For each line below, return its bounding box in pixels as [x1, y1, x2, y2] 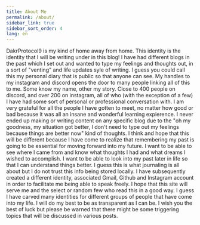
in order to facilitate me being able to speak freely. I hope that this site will [6, 180, 188, 188]
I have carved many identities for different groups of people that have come [6, 193, 192, 201]
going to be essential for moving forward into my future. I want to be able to [6, 143, 192, 150]
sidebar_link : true [6, 20, 55, 26]
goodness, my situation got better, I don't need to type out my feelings [6, 124, 179, 131]
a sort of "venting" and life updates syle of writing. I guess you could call [6, 66, 185, 73]
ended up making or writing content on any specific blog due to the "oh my [6, 117, 191, 124]
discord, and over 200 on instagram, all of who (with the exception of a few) [6, 92, 193, 99]
